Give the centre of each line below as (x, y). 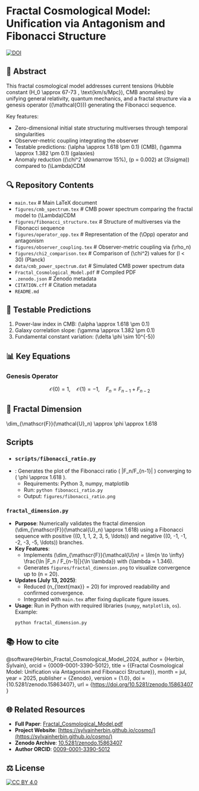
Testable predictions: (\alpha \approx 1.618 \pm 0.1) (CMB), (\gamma (98, 146)
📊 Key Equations (38, 356)
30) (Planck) (30, 260)
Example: (26, 612)
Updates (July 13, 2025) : (46, 580)
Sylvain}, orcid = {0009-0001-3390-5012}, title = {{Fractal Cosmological (95, 665)
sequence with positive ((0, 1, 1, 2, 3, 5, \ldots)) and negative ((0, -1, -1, (101, 536)
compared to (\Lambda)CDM (50, 165)
